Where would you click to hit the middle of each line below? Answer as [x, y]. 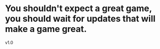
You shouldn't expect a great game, [79, 8]
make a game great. [46, 29]
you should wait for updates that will [80, 19]
